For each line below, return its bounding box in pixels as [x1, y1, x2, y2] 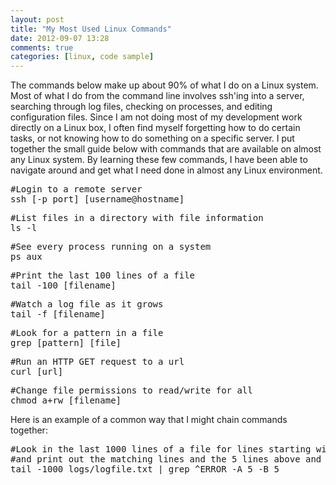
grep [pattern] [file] [10, 337, 122, 349]
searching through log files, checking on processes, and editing [10, 101, 273, 113]
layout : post [10, 14, 65, 25]
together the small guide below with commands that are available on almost [10, 143, 322, 155]
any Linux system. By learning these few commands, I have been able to [10, 154, 308, 166]
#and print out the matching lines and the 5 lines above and [10, 454, 322, 465]
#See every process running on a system [10, 241, 212, 253]
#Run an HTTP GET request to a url [10, 356, 185, 368]
